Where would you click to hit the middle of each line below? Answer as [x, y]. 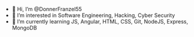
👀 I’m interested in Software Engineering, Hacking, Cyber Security [93, 15]
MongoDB [24, 28]
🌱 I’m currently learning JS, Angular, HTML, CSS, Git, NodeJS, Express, [100, 21]
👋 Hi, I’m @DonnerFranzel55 [47, 9]
